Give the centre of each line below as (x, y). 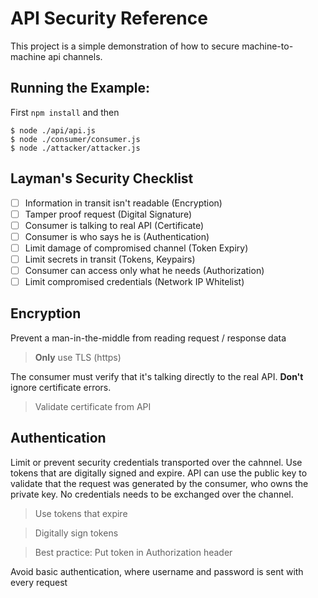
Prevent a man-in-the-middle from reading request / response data (148, 338)
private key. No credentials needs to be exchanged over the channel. (152, 494)
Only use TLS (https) (78, 357)
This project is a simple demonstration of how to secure (125, 46)
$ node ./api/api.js (53, 130)
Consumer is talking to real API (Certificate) (114, 225)
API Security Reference (109, 18)
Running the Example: (80, 88)
